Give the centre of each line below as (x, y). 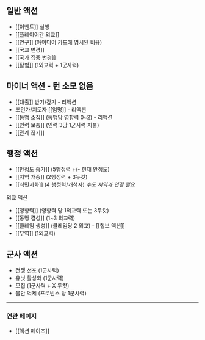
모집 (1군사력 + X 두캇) (42, 286)
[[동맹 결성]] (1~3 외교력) (45, 218)
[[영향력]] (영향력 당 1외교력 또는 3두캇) (62, 211)
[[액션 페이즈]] (32, 331)
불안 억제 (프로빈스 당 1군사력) (51, 293)
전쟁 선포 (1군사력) (37, 270)
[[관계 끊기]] (30, 132)
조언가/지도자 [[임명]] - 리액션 (51, 109)
